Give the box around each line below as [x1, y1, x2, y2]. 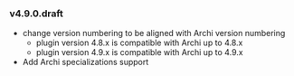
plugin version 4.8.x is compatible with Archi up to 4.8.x [35, 37, 243, 48]
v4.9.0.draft [9, 7, 63, 20]
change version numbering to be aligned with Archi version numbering [22, 28, 286, 39]
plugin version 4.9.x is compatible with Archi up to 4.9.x [35, 47, 243, 58]
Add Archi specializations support [22, 57, 149, 68]
